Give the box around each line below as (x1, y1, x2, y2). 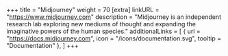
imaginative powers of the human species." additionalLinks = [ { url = (6, 27, 201, 35)
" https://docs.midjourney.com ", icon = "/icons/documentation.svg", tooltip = (6, 34, 222, 43)
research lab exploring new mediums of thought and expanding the (6, 20, 197, 28)
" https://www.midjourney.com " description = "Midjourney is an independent (6, 13, 222, 21)
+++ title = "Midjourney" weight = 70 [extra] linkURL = (6, 6, 160, 13)
